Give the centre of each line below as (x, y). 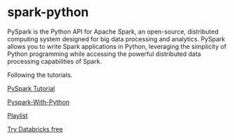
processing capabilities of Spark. (55, 61)
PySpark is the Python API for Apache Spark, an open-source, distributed (113, 31)
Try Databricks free (35, 129)
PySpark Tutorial (31, 88)
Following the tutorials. (40, 75)
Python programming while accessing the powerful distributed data (104, 54)
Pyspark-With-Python (38, 101)
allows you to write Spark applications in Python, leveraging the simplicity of (117, 46)
